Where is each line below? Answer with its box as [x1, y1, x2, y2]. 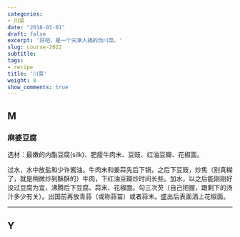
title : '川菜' [7, 70, 48, 77]
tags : [7, 57, 24, 64]
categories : [7, 10, 43, 18]
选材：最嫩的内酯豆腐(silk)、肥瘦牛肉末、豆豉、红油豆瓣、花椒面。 [7, 150, 204, 158]
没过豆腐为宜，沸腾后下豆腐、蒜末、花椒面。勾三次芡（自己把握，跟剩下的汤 [7, 183, 233, 191]
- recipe [7, 64, 34, 71]
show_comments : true [7, 84, 69, 91]
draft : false [7, 30, 46, 38]
